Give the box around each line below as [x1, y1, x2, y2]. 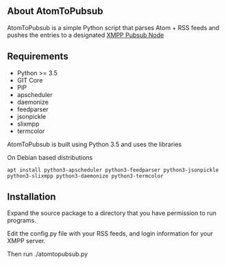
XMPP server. [7, 237, 46, 245]
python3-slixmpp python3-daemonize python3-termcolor [7, 172, 164, 180]
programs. [7, 217, 36, 225]
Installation [7, 191, 56, 203]
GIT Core [16, 76, 43, 84]
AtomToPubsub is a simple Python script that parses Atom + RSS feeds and [7, 23, 220, 31]
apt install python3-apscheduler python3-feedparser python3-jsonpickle [7, 167, 219, 173]
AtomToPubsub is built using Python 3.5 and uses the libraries [7, 140, 182, 148]
